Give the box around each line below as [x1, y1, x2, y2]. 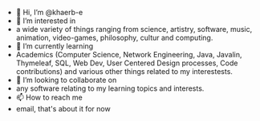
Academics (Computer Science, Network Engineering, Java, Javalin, [15, 50, 242, 59]
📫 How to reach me [15, 92, 83, 102]
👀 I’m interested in [15, 16, 76, 25]
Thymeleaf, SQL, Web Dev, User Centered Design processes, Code [15, 58, 238, 68]
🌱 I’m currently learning [15, 41, 94, 51]
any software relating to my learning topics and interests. [15, 84, 205, 93]
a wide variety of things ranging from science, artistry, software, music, [15, 25, 253, 33]
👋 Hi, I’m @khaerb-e [15, 8, 83, 17]
